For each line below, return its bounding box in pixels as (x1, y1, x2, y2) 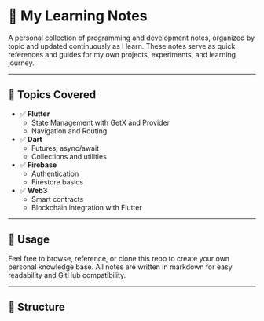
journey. (8, 58, 35, 67)
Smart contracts (31, 194, 84, 203)
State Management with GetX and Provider (31, 118, 170, 127)
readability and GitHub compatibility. (8, 270, 126, 279)
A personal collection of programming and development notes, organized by (8, 33, 255, 42)
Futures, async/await (31, 143, 100, 152)
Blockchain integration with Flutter (31, 202, 143, 212)
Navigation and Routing (31, 126, 108, 136)
